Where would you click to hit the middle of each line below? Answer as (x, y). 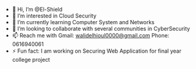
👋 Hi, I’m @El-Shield (37, 9)
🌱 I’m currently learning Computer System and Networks (83, 22)
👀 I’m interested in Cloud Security (54, 16)
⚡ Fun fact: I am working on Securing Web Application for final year (97, 51)
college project (31, 60)
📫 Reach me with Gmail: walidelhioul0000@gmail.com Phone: (91, 35)
